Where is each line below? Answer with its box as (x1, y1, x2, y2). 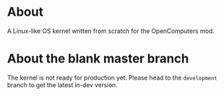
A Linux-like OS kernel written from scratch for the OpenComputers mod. (7, 27, 215, 35)
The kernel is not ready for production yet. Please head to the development (7, 73, 218, 82)
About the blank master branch (7, 51, 190, 67)
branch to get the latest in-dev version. (7, 80, 118, 89)
